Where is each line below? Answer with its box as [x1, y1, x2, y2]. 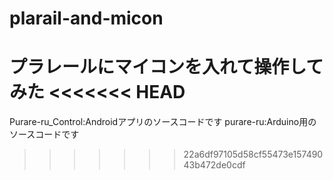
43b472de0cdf [183, 159, 246, 171]
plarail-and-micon [9, 7, 164, 30]
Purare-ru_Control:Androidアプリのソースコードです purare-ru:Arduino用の [9, 116, 317, 128]
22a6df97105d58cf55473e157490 [183, 148, 324, 161]
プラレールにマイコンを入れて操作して [9, 56, 324, 79]
